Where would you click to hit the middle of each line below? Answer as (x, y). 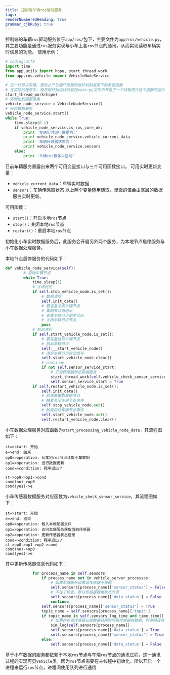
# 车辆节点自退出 (57, 311)
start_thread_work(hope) (31, 95)
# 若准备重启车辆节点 (60, 396)
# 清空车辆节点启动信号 (62, 353)
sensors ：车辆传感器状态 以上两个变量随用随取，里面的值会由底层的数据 (88, 190)
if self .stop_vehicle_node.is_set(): (72, 292)
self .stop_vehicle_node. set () (73, 405)
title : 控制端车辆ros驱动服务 (34, 10)
